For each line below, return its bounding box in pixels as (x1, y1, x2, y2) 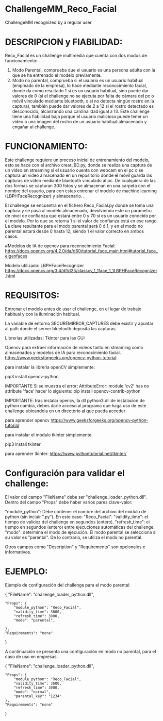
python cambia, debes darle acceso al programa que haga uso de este (5, 402, 147, 408)
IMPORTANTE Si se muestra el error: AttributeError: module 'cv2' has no (5, 383, 149, 389)
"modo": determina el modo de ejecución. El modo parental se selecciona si (5, 529, 157, 535)
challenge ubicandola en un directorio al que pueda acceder (5, 408, 126, 414)
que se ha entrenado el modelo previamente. (12, 72, 102, 78)
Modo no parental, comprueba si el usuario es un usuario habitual (12, 77, 144, 83)
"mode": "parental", (14, 618, 55, 622)
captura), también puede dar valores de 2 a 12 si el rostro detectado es (12, 103, 154, 109)
